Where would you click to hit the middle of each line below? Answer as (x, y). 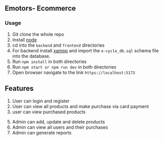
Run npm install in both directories (49, 62)
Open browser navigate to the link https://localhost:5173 (74, 72)
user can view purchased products (49, 112)
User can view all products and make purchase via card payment (80, 106)
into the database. (31, 56)
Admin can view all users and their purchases (60, 127)
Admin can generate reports (42, 132)
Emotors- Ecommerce (40, 8)
